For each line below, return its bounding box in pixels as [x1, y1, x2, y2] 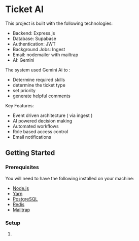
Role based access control [12, 128, 68, 135]
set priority [12, 87, 36, 93]
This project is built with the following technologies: [5, 20, 113, 26]
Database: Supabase [12, 35, 57, 42]
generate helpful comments [12, 93, 71, 99]
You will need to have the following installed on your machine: [5, 175, 134, 181]
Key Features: [5, 102, 34, 108]
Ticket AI [5, 4, 44, 15]
